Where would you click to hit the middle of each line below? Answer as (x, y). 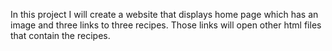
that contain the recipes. (60, 35)
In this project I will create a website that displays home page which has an (164, 14)
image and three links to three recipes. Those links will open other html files (166, 25)
